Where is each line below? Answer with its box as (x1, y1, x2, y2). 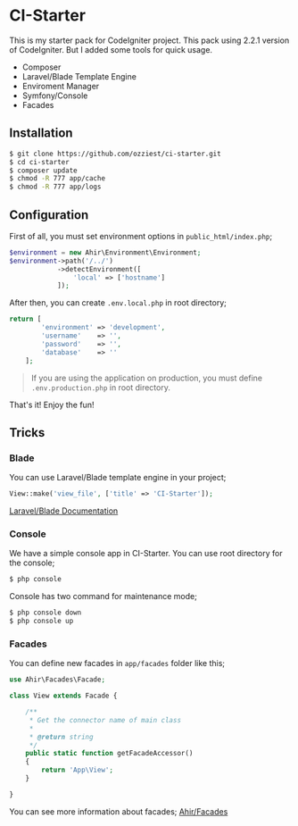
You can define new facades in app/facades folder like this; (9, 658, 226, 669)
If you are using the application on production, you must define (30, 372, 263, 383)
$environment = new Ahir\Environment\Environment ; (9, 247, 202, 257)
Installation (9, 126, 73, 141)
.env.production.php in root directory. (30, 381, 171, 393)
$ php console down (9, 608, 82, 617)
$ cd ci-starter (9, 157, 70, 166)
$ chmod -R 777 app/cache (9, 174, 105, 183)
